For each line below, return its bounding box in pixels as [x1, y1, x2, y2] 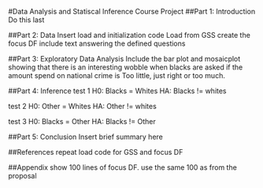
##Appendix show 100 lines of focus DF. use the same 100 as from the [8, 163, 238, 172]
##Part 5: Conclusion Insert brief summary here [8, 132, 163, 141]
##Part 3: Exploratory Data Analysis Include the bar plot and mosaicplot [8, 55, 241, 63]
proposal [8, 171, 37, 180]
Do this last [8, 15, 45, 24]
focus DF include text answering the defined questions [8, 39, 186, 48]
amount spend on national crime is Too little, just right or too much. [8, 71, 226, 80]
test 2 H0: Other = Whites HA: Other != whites [8, 102, 157, 111]
